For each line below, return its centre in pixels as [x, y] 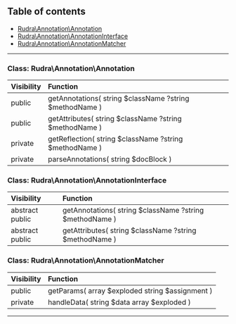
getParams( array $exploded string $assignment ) [130, 290]
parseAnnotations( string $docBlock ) [110, 159]
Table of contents [46, 12]
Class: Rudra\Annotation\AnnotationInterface [87, 180]
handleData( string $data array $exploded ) [119, 302]
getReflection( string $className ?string [116, 139]
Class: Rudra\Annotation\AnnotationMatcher [86, 261]
